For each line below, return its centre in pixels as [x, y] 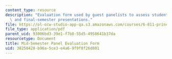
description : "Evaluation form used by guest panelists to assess [78, 15]
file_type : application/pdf [35, 29]
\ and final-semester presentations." [51, 19]
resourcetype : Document [31, 39]
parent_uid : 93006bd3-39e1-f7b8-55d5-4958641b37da [60, 34]
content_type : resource [31, 10]
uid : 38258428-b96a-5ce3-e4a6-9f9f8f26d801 [52, 48]
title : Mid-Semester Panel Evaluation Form [52, 44]
